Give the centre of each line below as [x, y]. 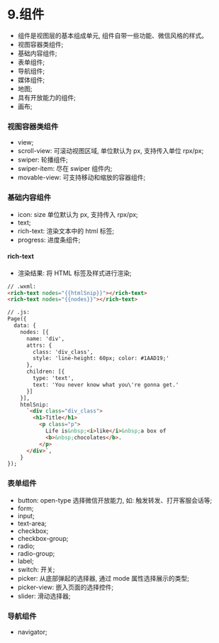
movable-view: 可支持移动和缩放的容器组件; [82, 177]
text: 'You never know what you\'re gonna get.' [106, 385]
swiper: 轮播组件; [43, 160]
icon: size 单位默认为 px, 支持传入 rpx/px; [78, 214]
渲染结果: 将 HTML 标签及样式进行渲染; [74, 273]
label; [26, 561]
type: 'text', [54, 379]
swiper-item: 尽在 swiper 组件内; [65, 169]
